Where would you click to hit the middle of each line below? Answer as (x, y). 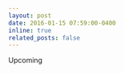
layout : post (30, 15)
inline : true (30, 30)
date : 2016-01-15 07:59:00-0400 (62, 23)
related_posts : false (44, 38)
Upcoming (25, 60)
